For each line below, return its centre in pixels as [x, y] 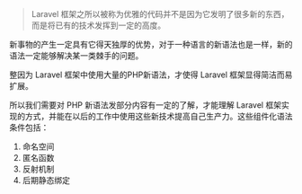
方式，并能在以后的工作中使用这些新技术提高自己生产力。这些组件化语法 [159, 116]
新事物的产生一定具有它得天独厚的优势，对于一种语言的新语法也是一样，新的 [151, 44]
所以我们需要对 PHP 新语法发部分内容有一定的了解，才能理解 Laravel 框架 [145, 105]
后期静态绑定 [46, 180]
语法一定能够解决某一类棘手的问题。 [76, 56]
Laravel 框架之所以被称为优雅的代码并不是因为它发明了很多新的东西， [160, 14]
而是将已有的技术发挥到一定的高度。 [98, 25]
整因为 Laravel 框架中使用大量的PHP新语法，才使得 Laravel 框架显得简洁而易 [151, 75]
